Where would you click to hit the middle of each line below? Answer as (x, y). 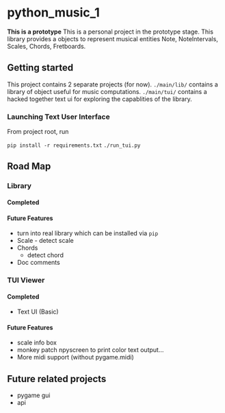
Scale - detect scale (45, 241)
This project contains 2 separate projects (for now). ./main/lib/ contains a (113, 84)
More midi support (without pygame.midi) (76, 357)
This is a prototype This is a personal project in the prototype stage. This (110, 32)
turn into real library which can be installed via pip (88, 233)
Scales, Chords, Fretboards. (47, 46)
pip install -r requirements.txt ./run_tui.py (74, 145)
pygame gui (34, 395)
